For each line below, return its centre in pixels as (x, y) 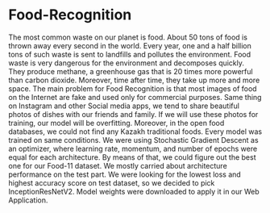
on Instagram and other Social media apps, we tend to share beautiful (124, 106)
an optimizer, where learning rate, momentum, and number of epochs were (133, 148)
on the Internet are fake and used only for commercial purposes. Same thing (135, 97)
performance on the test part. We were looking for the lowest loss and (125, 174)
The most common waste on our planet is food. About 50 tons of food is (128, 37)
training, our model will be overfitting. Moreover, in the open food (116, 123)
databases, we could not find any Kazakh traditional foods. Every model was (135, 132)
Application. (28, 200)
